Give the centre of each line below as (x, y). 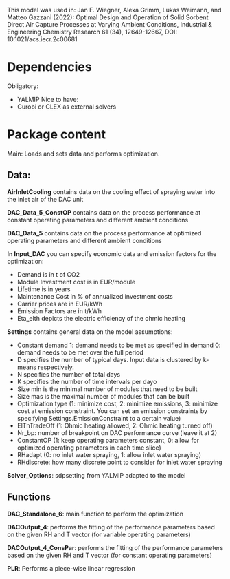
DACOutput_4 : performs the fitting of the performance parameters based (111, 527)
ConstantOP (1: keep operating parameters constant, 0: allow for (108, 440)
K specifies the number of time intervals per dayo (87, 381)
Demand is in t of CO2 (48, 274)
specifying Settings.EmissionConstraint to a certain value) (99, 418)
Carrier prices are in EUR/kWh (60, 304)
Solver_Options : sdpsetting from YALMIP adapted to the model (96, 475)
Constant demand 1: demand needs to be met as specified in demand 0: (119, 345)
